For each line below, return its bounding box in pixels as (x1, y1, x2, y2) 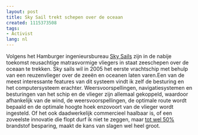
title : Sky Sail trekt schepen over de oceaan (6, 14, 123, 20)
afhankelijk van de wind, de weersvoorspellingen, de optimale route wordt (6, 97, 187, 104)
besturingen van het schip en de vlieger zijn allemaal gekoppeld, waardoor (6, 90, 189, 98)
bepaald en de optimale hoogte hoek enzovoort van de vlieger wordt (6, 103, 174, 110)
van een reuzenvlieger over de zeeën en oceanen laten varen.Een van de (6, 72, 185, 79)
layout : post (6, 8, 39, 15)
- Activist (6, 31, 33, 37)
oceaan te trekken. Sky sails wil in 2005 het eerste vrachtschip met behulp (6, 65, 189, 72)
